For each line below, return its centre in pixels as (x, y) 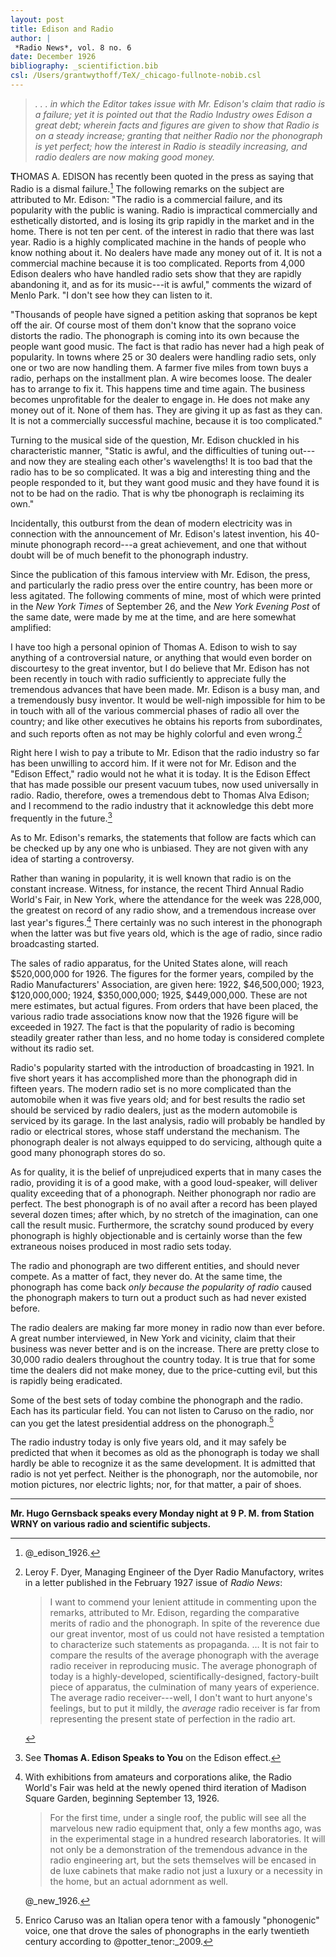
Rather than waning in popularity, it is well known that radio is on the (151, 878)
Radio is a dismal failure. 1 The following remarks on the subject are (147, 188)
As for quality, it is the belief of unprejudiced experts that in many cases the (166, 1172)
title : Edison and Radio (62, 29)
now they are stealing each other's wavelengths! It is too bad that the (170, 461)
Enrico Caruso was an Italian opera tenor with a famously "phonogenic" (172, 1920)
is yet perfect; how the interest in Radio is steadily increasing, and (171, 146)
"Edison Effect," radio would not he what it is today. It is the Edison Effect (160, 774)
